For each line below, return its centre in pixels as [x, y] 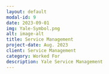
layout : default [26, 12]
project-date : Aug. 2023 [37, 45]
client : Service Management [41, 51]
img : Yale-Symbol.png [33, 28]
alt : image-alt [25, 34]
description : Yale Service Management [54, 61]
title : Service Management [40, 39]
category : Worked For [33, 56]
